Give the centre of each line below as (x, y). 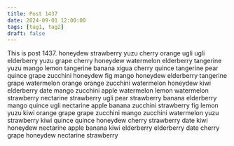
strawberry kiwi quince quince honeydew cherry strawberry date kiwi (108, 121)
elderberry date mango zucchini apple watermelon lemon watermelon (108, 91)
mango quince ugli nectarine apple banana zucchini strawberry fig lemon (113, 105)
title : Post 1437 (33, 14)
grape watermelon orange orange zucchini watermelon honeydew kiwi (109, 83)
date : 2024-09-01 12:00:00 (47, 20)
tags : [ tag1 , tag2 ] (36, 27)
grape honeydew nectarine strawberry (63, 135)
